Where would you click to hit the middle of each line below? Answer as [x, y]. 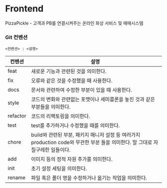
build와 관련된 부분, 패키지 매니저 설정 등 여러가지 [86, 135]
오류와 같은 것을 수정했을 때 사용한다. [72, 81]
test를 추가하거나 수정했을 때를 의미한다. [76, 126]
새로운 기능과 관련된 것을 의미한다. [69, 71]
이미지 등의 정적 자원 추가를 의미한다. [72, 159]
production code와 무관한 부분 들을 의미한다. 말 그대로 [92, 143]
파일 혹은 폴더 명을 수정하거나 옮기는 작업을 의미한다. [89, 178]
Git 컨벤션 [16, 37]
